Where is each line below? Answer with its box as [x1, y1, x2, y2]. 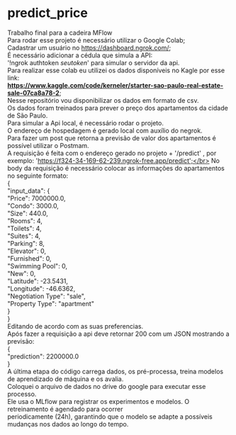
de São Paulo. [7, 111, 48, 120]
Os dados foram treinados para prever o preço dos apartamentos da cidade [7, 103, 228, 112]
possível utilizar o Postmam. [7, 141, 90, 149]
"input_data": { [7, 186, 50, 195]
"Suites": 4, [7, 232, 41, 240]
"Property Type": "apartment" [7, 299, 94, 307]
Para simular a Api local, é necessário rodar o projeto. [7, 118, 164, 127]
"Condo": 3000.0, [7, 201, 59, 210]
